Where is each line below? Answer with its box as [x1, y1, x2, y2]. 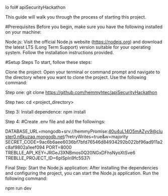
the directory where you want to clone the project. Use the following [5, 74, 147, 80]
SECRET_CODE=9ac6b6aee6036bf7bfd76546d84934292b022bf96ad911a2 [5, 139, 163, 145]
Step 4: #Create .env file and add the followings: [5, 119, 106, 125]
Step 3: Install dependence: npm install [5, 109, 86, 115]
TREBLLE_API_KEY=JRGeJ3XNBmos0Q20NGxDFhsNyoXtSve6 [5, 150, 136, 155]
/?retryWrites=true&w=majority [64, 134, 128, 140]
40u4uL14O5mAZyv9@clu [108, 128, 163, 134]
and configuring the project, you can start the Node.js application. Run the [5, 170, 159, 176]
